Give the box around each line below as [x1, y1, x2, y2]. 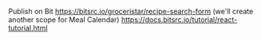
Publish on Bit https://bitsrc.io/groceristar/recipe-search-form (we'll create [8, 7, 254, 16]
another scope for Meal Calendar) [8, 15, 120, 24]
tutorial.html [8, 24, 48, 32]
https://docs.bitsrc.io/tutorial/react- [121, 15, 238, 24]
